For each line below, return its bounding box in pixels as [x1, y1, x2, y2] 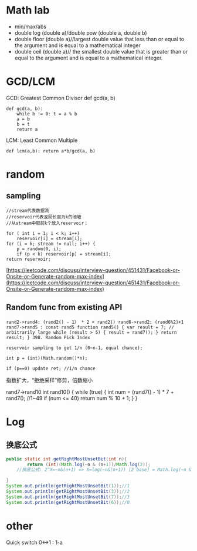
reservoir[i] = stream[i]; [16, 235, 83, 241]
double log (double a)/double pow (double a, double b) [14, 29, 148, 36]
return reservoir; [6, 256, 51, 262]
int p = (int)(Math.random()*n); [6, 355, 88, 361]
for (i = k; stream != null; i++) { [6, 241, 96, 247]
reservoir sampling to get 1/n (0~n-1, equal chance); [6, 345, 143, 351]
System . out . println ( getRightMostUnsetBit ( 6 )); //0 [6, 499, 130, 505]
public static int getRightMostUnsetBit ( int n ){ [6, 456, 127, 462]
